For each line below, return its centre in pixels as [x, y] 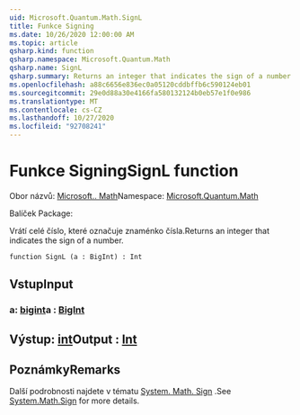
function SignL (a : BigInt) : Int [76, 257]
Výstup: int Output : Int [73, 339]
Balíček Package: [41, 213]
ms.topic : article [44, 43]
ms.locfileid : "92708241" [57, 127]
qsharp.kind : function [52, 51]
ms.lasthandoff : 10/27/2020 [62, 118]
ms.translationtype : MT [54, 101]
